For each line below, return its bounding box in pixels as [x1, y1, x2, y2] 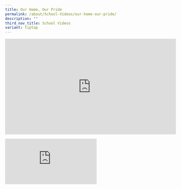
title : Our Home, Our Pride [5, 7, 62, 12]
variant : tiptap [5, 25, 38, 30]
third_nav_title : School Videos [5, 20, 71, 26]
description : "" [5, 16, 38, 21]
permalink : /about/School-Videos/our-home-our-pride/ [5, 12, 117, 17]
